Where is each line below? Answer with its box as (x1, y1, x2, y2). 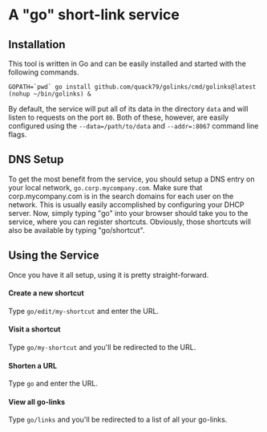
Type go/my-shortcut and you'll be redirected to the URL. (8, 343, 196, 353)
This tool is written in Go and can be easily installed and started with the (8, 59, 246, 68)
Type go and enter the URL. (8, 379, 99, 389)
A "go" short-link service (8, 6, 180, 24)
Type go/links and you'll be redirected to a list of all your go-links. (8, 415, 228, 425)
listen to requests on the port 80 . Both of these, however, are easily (8, 112, 229, 122)
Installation (8, 38, 66, 51)
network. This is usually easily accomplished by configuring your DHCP (8, 199, 245, 210)
